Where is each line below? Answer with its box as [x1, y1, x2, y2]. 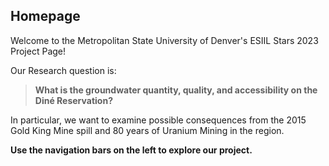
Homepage [10, 8, 81, 25]
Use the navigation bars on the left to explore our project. [10, 144, 253, 156]
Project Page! [10, 45, 67, 57]
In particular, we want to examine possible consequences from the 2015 [10, 114, 307, 126]
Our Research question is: [10, 64, 117, 76]
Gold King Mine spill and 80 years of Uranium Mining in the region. [10, 124, 285, 136]
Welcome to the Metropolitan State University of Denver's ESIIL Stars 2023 [10, 34, 319, 46]
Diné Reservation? [34, 94, 113, 106]
